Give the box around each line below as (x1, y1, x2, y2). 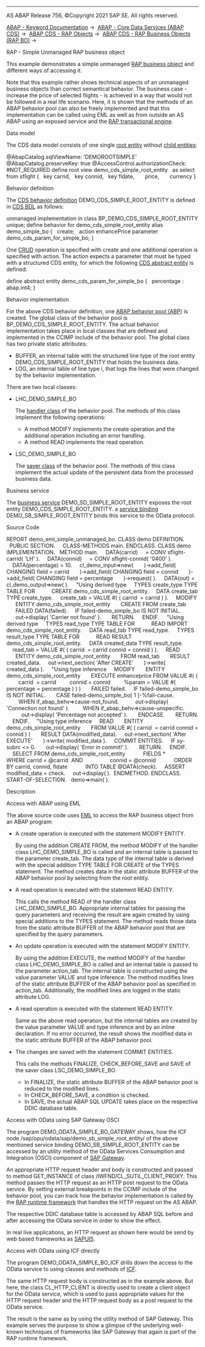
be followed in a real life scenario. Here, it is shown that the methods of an (6, 98, 193, 105)
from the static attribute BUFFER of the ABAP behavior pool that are (15, 924, 185, 931)
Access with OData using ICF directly (6, 1247, 100, 1254)
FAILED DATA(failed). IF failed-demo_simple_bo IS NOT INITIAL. (15, 607, 181, 614)
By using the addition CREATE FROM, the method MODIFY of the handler (15, 842, 198, 849)
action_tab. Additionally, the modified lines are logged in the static (15, 987, 181, 994)
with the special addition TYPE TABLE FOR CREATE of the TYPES (15, 861, 179, 869)
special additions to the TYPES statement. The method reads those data (15, 918, 196, 924)
